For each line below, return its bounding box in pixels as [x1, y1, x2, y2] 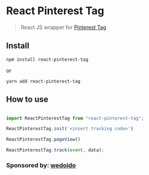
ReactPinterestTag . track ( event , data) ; [6, 147, 105, 153]
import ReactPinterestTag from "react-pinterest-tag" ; [6, 115, 144, 121]
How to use [6, 95, 48, 105]
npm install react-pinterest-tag [6, 56, 89, 63]
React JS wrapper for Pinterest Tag [20, 24, 106, 31]
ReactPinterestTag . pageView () [6, 137, 81, 142]
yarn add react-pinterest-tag [6, 78, 81, 84]
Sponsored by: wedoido [6, 161, 76, 169]
